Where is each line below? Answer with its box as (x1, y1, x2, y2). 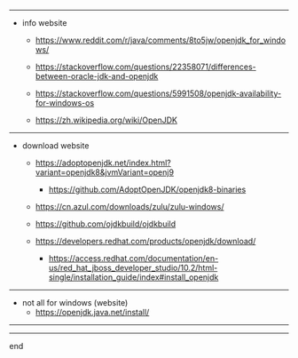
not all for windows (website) (21, 298, 129, 307)
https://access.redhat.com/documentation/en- (48, 253, 219, 263)
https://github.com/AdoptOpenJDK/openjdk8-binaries (48, 184, 247, 195)
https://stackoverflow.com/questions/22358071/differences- (35, 61, 257, 72)
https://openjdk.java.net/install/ (35, 307, 150, 317)
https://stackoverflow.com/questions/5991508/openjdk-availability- (35, 88, 282, 99)
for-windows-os (35, 98, 95, 107)
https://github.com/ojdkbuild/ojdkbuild (35, 219, 176, 229)
